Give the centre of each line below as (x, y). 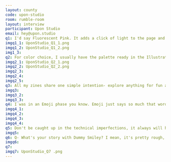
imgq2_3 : (15, 72)
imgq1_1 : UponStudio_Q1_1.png (37, 43)
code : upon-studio (25, 15)
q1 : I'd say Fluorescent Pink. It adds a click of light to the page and (85, 39)
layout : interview (25, 24)
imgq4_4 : (15, 123)
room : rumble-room (25, 19)
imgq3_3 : (15, 100)
